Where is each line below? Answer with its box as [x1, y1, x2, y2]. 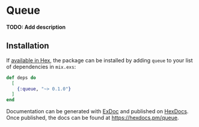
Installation [6, 41, 49, 51]
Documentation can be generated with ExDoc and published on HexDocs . [6, 108, 189, 115]
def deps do [6, 74, 36, 81]
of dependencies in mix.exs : [6, 63, 76, 70]
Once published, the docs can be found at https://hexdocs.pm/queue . [6, 114, 179, 122]
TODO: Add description [6, 23, 66, 31]
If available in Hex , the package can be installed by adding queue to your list [6, 56, 194, 63]
